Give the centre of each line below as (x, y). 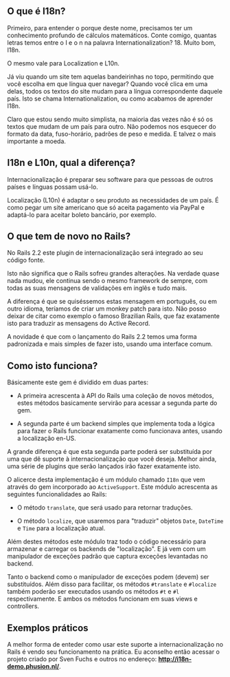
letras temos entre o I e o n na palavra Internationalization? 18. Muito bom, (112, 42)
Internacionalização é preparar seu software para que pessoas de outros (110, 179)
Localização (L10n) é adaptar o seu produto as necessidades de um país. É (113, 200)
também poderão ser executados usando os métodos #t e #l (93, 592)
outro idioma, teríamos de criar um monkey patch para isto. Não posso (107, 309)
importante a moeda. (37, 141)
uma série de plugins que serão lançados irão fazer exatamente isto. (104, 466)
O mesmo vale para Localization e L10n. (64, 63)
